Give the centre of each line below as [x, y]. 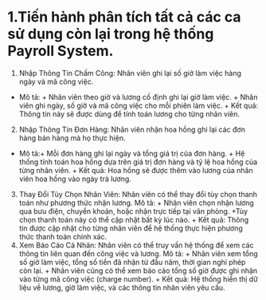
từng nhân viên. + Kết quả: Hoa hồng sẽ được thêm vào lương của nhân [136, 170]
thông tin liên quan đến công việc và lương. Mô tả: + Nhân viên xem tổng [138, 253]
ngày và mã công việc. [56, 81]
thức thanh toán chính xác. [63, 236]
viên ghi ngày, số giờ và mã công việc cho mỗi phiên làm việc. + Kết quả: [139, 105]
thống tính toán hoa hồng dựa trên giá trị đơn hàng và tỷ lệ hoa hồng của [138, 162]
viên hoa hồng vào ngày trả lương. [75, 179]
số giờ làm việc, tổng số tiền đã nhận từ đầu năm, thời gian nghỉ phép [132, 262]
